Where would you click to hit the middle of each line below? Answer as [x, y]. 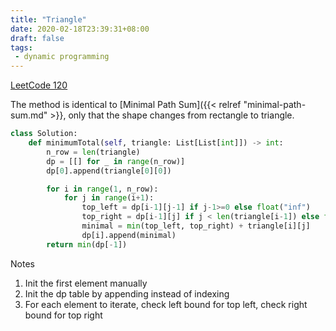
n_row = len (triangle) [93, 152]
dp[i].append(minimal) [129, 235]
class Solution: [44, 134]
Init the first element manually [86, 283]
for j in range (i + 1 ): [109, 198]
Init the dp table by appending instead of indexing [127, 293]
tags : [21, 47]
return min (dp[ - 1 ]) [87, 244]
